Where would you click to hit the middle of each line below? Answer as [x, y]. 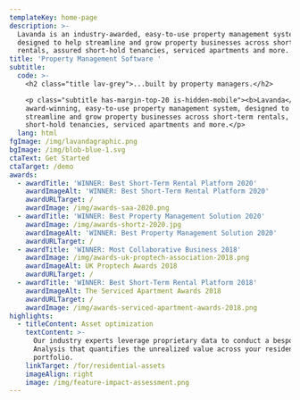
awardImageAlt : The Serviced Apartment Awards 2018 [123, 291]
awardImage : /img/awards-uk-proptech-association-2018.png [137, 258]
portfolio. [53, 357]
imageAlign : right [59, 374]
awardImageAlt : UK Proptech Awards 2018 [101, 266]
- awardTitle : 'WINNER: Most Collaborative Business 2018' [129, 250]
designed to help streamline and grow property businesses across [143, 42]
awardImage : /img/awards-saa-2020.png [97, 208]
